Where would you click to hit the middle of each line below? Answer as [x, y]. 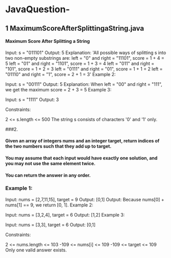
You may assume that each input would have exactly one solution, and [81, 158]
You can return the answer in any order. [48, 175]
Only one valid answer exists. [36, 250]
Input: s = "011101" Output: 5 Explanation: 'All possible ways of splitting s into [86, 53]
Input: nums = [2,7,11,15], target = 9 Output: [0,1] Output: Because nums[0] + [85, 199]
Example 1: [19, 189]
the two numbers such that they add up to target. [58, 146]
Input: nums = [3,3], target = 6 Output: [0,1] [51, 225]
